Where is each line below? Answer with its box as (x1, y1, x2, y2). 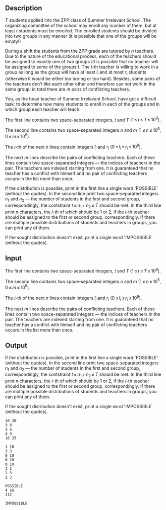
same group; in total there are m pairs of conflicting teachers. (5, 86, 130, 92)
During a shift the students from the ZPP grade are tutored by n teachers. (5, 48, 155, 54)
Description (5, 4, 42, 12)
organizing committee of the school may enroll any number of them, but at (5, 22, 157, 28)
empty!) (5, 38, 21, 44)
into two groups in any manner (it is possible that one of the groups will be (5, 33, 157, 39)
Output (5, 341, 27, 350)
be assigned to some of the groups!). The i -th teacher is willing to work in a (5, 64, 159, 70)
